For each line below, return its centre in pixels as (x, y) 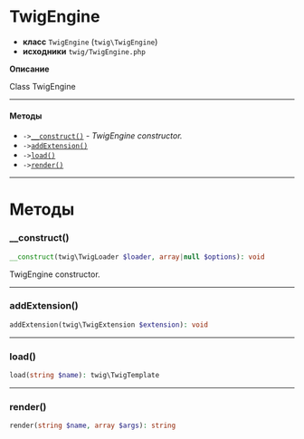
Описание (29, 69)
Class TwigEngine (43, 86)
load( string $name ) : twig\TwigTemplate (85, 375)
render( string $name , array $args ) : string (93, 426)
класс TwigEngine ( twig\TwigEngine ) (90, 42)
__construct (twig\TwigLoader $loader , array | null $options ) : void (137, 257)
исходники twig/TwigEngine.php (84, 51)
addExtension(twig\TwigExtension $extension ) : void (109, 324)
